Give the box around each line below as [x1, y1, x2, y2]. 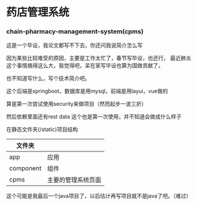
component [9, 164, 42, 173]
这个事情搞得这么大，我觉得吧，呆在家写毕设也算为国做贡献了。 [6, 62, 163, 69]
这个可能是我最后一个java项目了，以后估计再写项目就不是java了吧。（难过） [6, 192, 192, 200]
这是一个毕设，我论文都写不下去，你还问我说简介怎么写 [6, 41, 143, 49]
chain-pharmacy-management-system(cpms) [6, 28, 144, 36]
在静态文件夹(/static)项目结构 [6, 126, 78, 133]
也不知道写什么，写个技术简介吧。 [6, 75, 90, 82]
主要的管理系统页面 [47, 176, 102, 184]
